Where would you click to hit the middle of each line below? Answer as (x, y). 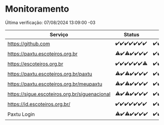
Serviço (59, 34)
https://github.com (29, 44)
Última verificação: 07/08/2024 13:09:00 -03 (50, 22)
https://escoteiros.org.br (35, 64)
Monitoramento (37, 9)
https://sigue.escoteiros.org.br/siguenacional (59, 94)
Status (132, 34)
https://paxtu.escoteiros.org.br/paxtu (50, 74)
